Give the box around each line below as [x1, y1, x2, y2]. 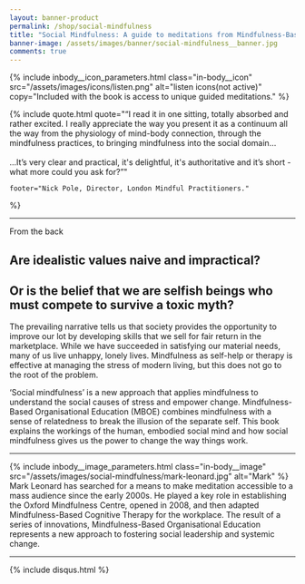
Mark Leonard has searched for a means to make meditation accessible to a [9, 481, 293, 492]
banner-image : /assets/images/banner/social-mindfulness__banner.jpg [9, 38, 279, 48]
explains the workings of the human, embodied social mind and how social [9, 425, 289, 436]
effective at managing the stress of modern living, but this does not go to [9, 360, 282, 371]
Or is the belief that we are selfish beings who [9, 283, 274, 298]
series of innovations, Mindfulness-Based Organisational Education [9, 519, 261, 530]
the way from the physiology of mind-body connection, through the [9, 128, 261, 139]
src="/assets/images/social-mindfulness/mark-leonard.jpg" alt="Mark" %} [9, 471, 289, 482]
